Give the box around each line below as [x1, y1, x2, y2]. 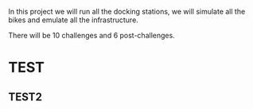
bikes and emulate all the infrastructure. [8, 15, 139, 25]
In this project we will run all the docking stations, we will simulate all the [8, 7, 246, 16]
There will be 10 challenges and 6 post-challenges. [8, 31, 175, 40]
